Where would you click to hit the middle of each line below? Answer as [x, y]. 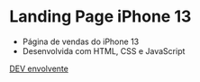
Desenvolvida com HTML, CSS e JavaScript [104, 50]
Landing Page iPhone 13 [100, 17]
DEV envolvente [39, 68]
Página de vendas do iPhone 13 [81, 41]
